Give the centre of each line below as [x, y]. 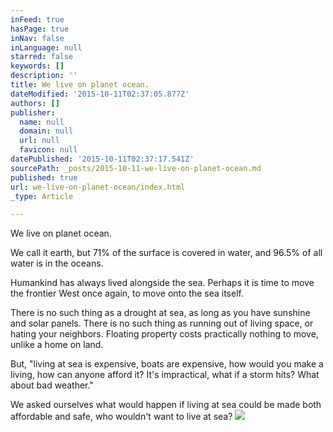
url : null [39, 141]
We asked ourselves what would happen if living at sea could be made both [166, 405]
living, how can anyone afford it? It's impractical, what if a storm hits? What [165, 375]
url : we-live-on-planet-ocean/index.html [98, 187]
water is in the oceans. [57, 263]
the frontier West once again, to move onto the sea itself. [127, 293]
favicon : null [48, 150]
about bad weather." [52, 385]
